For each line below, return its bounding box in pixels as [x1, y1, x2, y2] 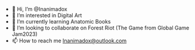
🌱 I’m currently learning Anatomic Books [11, 18, 112, 25]
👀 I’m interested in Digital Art [11, 12, 82, 19]
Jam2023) [11, 31, 38, 38]
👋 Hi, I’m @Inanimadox [11, 6, 67, 12]
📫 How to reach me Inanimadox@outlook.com [11, 37, 127, 44]
